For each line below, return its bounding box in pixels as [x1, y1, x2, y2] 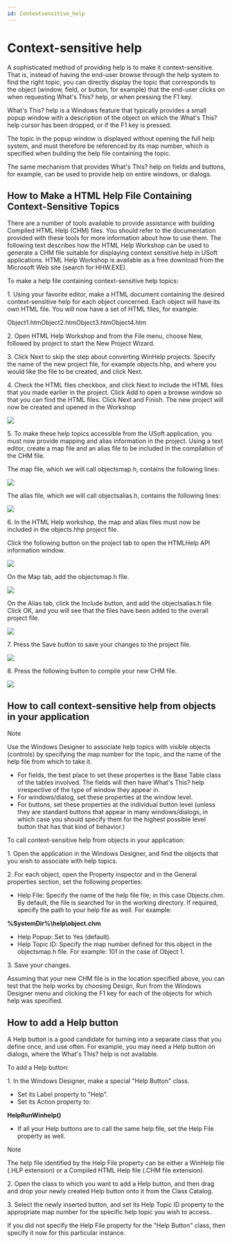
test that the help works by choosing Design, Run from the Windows [7, 982, 202, 990]
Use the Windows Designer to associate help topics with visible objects [7, 743, 211, 751]
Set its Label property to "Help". [17, 1091, 109, 1098]
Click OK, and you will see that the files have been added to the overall [7, 607, 209, 615]
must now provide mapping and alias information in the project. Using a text [7, 437, 224, 445]
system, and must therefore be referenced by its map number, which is [7, 142, 209, 150]
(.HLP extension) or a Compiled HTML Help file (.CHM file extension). [7, 1166, 205, 1174]
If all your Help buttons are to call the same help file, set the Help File [17, 1125, 215, 1132]
